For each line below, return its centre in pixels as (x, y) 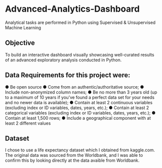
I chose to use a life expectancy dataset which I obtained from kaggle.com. (80, 150)
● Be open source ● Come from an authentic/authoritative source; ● (75, 87)
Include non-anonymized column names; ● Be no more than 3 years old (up (81, 92)
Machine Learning (23, 27)
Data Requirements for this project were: (68, 75)
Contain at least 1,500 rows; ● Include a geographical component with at (78, 118)
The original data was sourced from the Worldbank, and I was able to (74, 155)
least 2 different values (28, 123)
